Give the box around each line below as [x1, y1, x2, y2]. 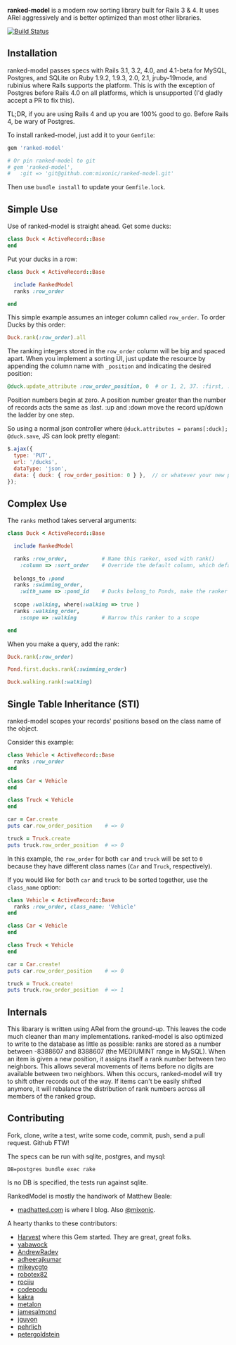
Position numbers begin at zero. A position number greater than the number [7, 396, 227, 404]
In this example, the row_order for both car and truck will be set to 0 [7, 854, 203, 863]
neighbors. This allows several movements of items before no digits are [7, 1062, 214, 1071]
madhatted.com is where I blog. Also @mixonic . [17, 1205, 156, 1213]
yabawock [17, 1240, 48, 1249]
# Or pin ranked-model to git [7, 157, 96, 164]
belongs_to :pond [13, 575, 65, 582]
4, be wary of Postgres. [7, 117, 75, 125]
